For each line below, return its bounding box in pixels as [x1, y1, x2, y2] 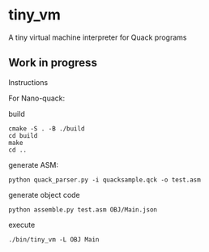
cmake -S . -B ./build [8, 124, 85, 133]
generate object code [8, 190, 81, 199]
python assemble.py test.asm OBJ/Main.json [8, 205, 158, 214]
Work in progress [8, 56, 97, 70]
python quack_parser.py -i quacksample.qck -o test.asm [8, 176, 201, 184]
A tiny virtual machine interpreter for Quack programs [8, 32, 187, 42]
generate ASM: [8, 160, 59, 169]
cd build [8, 131, 38, 139]
